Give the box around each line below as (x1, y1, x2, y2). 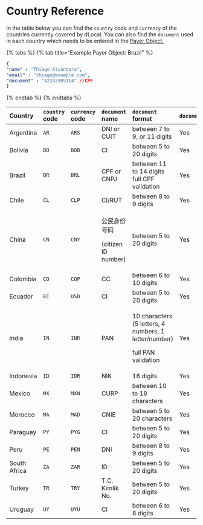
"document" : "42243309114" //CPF (6, 78, 94, 84)
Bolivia (9, 146, 28, 155)
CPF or (101, 167, 121, 176)
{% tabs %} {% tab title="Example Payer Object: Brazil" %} (6, 48, 153, 56)
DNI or (101, 125, 120, 133)
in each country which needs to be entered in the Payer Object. (6, 37, 164, 44)
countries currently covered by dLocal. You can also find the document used (6, 30, 193, 38)
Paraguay (9, 428, 37, 436)
